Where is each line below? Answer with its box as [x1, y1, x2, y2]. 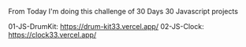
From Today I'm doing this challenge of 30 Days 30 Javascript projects [8, 7, 239, 16]
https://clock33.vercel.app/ [8, 31, 97, 39]
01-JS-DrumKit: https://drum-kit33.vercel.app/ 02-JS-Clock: [8, 22, 204, 31]
